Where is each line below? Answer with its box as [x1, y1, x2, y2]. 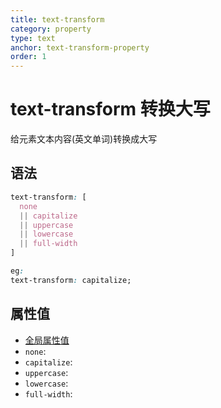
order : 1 [10, 52, 47, 62]
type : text [10, 33, 56, 43]
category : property [10, 24, 92, 34]
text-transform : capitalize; [10, 275, 132, 285]
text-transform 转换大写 [10, 98, 211, 121]
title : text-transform [10, 14, 105, 25]
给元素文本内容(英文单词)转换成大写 [10, 133, 158, 145]
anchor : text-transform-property [10, 42, 150, 53]
